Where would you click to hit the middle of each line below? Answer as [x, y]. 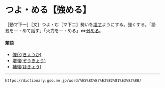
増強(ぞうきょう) [29, 61]
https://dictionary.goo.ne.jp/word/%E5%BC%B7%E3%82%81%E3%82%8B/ [73, 81]
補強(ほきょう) [27, 67]
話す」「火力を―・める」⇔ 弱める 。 [67, 30]
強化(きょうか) [27, 55]
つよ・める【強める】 [48, 10]
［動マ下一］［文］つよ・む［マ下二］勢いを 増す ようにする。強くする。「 [78, 24]
